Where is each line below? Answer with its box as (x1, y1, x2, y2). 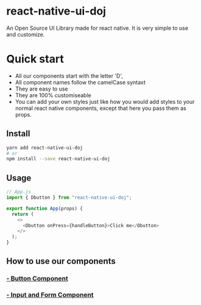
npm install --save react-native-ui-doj (6, 156, 111, 162)
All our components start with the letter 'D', (15, 72, 123, 80)
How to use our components (6, 256, 116, 267)
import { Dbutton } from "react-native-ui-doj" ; (6, 194, 132, 200)
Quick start (6, 52, 64, 66)
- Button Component (6, 275, 68, 283)
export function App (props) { (6, 205, 83, 211)
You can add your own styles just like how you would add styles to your (15, 98, 195, 105)
